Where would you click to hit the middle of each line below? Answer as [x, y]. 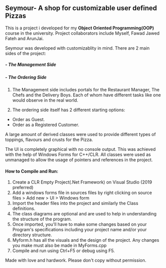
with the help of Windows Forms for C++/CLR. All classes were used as [78, 155]
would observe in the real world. [45, 100]
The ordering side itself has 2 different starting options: [69, 110]
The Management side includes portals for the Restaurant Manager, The [86, 90]
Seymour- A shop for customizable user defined [81, 8]
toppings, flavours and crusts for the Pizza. [49, 140]
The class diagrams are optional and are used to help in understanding [84, 214]
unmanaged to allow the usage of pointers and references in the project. [79, 160]
